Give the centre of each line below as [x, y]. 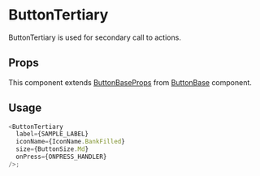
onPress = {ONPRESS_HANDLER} [61, 157]
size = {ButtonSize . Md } [52, 149]
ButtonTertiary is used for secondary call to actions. [95, 37]
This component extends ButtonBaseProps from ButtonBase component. [130, 82]
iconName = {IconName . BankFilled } [71, 142]
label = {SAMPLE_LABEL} [52, 134]
